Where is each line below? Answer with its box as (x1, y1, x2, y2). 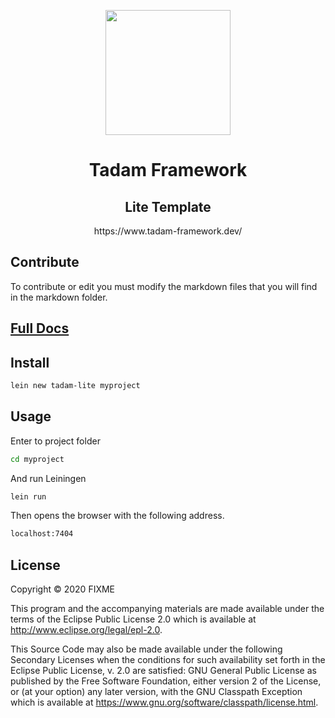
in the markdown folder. (10, 291, 108, 303)
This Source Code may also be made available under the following (10, 643, 283, 655)
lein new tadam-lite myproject (10, 381, 141, 391)
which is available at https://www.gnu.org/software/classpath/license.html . (10, 696, 319, 709)
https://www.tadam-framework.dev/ (93, 225, 243, 237)
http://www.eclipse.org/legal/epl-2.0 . (10, 624, 163, 636)
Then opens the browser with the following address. (10, 510, 225, 522)
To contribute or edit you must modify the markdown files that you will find (10, 280, 318, 292)
